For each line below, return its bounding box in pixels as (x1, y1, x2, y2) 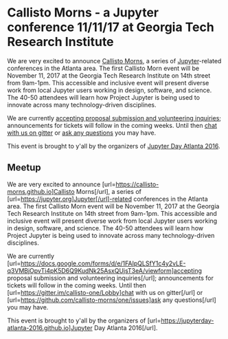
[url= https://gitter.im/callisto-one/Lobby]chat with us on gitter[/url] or (7, 288, 203, 296)
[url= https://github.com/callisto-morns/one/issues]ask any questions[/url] (7, 296, 216, 304)
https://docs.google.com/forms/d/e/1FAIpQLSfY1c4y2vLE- (20, 259, 186, 267)
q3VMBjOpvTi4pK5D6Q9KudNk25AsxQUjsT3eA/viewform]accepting (7, 266, 203, 274)
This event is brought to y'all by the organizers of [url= (7, 316, 161, 325)
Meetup (7, 162, 41, 173)
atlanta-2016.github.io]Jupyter (7, 323, 93, 331)
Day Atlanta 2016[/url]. (93, 323, 158, 331)
